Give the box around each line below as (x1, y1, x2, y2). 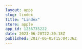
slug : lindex (5, 12, 33, 17)
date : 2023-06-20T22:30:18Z (5, 31, 66, 36)
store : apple (5, 21, 33, 27)
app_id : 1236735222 (5, 27, 47, 32)
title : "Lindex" (5, 17, 40, 22)
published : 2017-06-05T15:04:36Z (5, 36, 77, 41)
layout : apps (5, 7, 33, 13)
